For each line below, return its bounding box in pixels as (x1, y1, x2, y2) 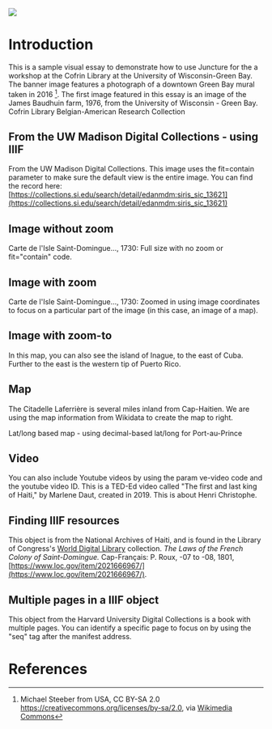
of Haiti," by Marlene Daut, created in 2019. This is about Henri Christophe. (8, 490, 257, 500)
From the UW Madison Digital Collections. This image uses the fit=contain (8, 164, 255, 174)
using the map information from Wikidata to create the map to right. (8, 413, 233, 422)
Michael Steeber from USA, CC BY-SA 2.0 (19, 694, 160, 704)
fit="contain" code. (8, 252, 73, 262)
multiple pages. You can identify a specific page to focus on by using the (8, 623, 252, 633)
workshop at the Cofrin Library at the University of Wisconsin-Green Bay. (8, 70, 253, 80)
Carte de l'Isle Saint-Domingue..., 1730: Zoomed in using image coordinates (8, 297, 261, 307)
